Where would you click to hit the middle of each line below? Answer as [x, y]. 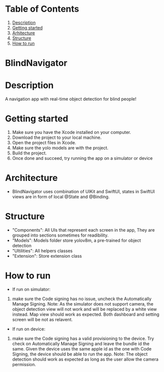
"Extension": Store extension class [47, 256]
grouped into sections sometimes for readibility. [60, 235]
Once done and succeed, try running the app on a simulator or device [82, 158]
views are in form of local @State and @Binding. [61, 197]
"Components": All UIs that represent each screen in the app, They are [83, 230]
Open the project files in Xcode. [44, 142]
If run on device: [29, 329]
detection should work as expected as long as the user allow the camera [85, 359]
